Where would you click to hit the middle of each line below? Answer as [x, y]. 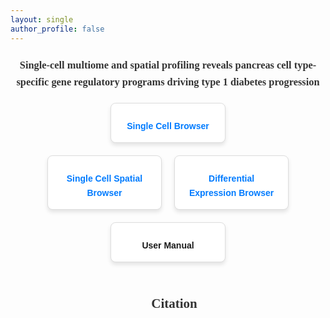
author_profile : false [57, 29]
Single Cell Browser [168, 125]
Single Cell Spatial [104, 179]
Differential [231, 179]
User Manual [168, 245]
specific [33, 81]
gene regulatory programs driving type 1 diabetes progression [185, 81]
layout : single [42, 19]
